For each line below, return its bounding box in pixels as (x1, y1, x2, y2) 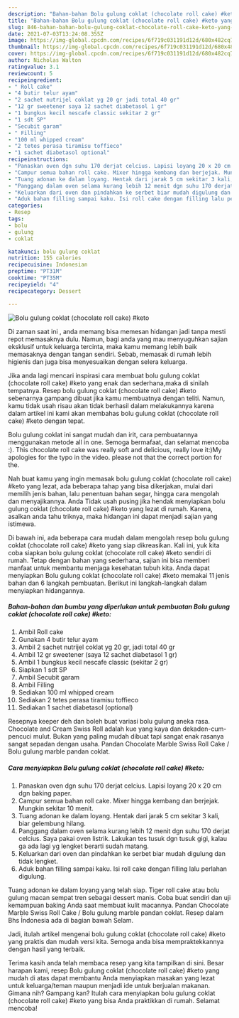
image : (8, 37, 28, 44)
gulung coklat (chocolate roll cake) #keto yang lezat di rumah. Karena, (8, 504, 213, 513)
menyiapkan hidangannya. (8, 586, 85, 594)
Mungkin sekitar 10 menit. (18, 804, 94, 813)
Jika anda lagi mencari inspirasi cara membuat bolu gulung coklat (8, 371, 200, 380)
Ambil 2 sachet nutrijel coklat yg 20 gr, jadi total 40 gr (18, 643, 176, 651)
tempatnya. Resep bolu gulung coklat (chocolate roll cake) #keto (8, 386, 197, 395)
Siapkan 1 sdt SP (18, 665, 67, 674)
